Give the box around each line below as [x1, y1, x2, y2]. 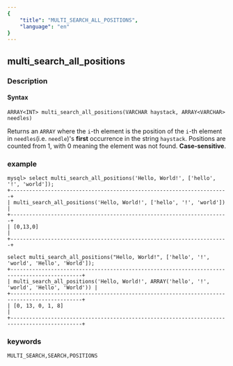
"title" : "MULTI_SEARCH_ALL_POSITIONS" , [19, 17, 138, 24]
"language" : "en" [19, 23, 70, 30]
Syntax [7, 93, 29, 101]
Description [7, 76, 48, 85]
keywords [7, 336, 42, 346]
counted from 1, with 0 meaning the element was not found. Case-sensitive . [7, 142, 227, 150]
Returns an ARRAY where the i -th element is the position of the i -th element [7, 126, 223, 135]
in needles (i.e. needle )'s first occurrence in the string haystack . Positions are [7, 134, 226, 142]
